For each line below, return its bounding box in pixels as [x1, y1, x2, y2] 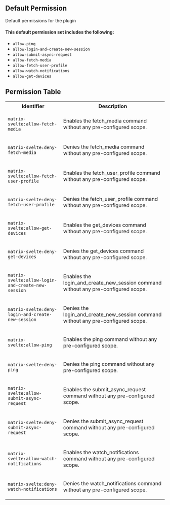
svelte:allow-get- [8, 225, 52, 231]
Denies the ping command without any [63, 360, 155, 367]
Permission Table [5, 87, 61, 96]
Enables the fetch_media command [63, 117, 147, 124]
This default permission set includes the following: [5, 29, 114, 35]
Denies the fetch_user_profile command [63, 195, 158, 202]
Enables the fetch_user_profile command [63, 169, 160, 176]
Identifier [22, 103, 45, 110]
